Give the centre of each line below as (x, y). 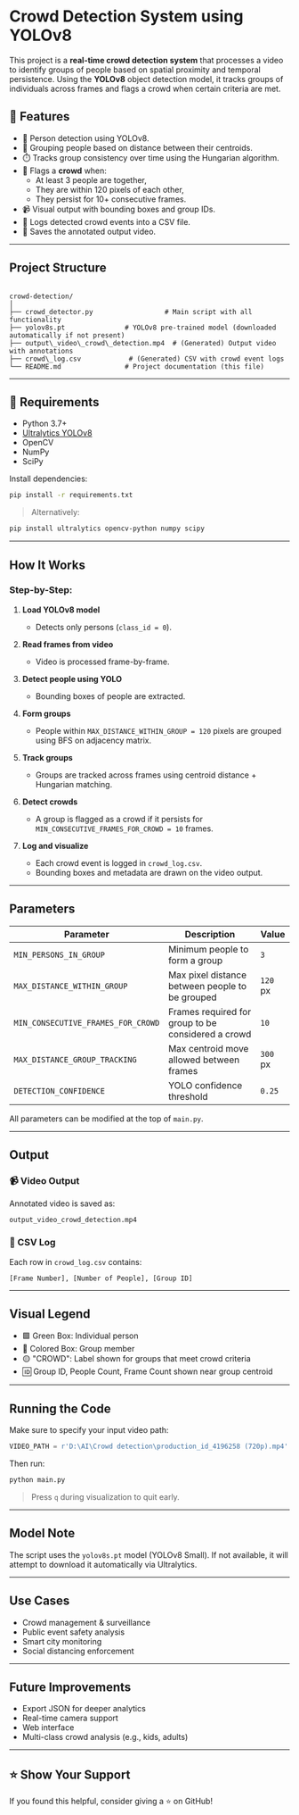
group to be (192, 1022)
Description (210, 934)
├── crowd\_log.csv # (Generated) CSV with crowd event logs (147, 359)
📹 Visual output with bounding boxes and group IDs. (119, 209)
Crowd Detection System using (126, 17)
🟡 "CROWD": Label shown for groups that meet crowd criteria (136, 1359)
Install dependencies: (48, 479)
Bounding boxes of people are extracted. (110, 696)
